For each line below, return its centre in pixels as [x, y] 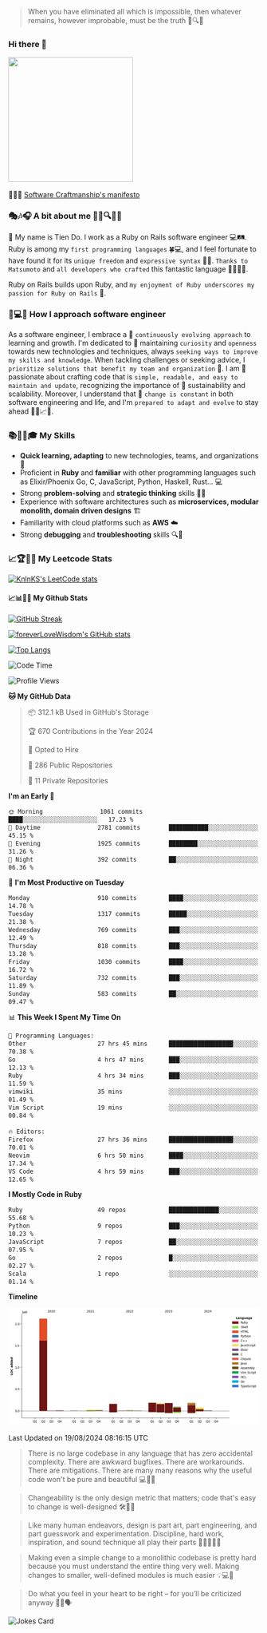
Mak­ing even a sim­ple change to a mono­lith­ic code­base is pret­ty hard [142, 1557]
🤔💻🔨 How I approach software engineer [87, 314]
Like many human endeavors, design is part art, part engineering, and [142, 1525]
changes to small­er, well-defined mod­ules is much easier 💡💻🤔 [131, 1575]
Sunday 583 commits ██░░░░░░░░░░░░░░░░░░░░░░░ [133, 993]
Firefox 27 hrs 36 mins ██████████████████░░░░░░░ [133, 1140]
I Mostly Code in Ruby [45, 1194]
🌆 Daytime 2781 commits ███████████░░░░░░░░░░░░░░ [133, 827]
